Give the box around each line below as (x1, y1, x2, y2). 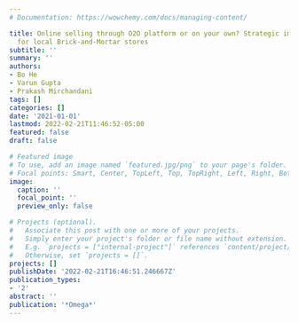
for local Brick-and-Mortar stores (17, 37, 149, 46)
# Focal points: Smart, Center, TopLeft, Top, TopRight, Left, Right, (9, 169, 276, 177)
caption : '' (17, 185, 62, 194)
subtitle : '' (9, 45, 58, 54)
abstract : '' (9, 292, 58, 301)
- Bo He (9, 70, 38, 80)
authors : (9, 62, 42, 71)
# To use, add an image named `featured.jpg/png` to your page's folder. (9, 161, 288, 169)
